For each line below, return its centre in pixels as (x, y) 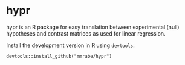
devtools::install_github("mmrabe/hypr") (59, 56)
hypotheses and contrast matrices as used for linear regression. (86, 33)
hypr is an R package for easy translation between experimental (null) (93, 27)
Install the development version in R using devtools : (70, 45)
